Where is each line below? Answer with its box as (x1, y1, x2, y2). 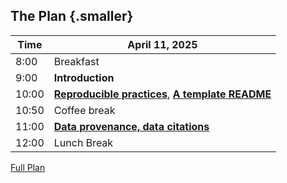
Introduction (53, 70, 115, 84)
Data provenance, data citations (53, 119, 210, 133)
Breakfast (53, 54, 100, 68)
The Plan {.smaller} (10, 8, 134, 25)
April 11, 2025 (127, 37, 198, 51)
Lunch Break (53, 135, 114, 149)
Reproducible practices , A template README (53, 87, 272, 101)
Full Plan (10, 161, 46, 173)
